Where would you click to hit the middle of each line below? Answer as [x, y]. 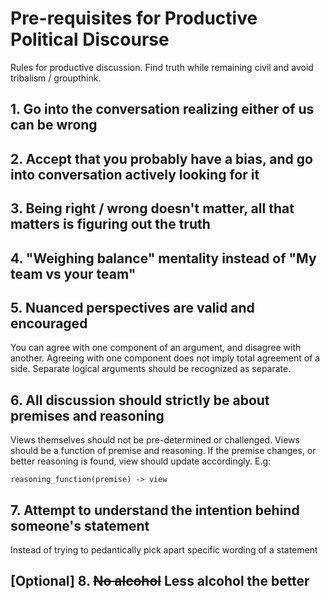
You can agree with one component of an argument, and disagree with [156, 348]
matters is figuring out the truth [110, 224]
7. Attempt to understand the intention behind [155, 510]
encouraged [49, 323]
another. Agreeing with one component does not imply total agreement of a [165, 358]
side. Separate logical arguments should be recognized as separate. [151, 369]
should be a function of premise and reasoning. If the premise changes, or [163, 451]
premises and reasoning [87, 415]
